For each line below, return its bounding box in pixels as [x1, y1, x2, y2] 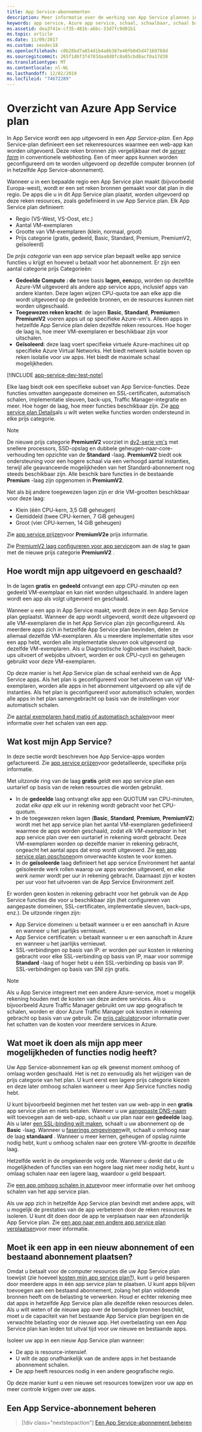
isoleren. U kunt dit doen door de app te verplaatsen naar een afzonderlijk [7, 1212, 189, 1219]
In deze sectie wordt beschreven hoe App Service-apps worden [7, 753, 165, 760]
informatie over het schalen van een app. [7, 719, 108, 726]
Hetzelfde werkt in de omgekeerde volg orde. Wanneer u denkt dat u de [7, 1157, 185, 1164]
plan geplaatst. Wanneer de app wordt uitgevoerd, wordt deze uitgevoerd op [7, 613, 196, 620]
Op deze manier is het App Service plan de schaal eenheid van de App [7, 669, 182, 676]
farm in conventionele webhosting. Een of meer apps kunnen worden [7, 154, 178, 161]
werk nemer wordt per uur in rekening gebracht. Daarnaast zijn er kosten [15, 872, 196, 879]
